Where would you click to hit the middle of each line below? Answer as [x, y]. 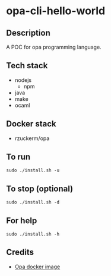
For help [22, 221]
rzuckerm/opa [32, 138]
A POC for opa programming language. [54, 47]
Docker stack [31, 124]
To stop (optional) [39, 188]
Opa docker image [37, 267]
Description [28, 33]
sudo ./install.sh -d [33, 202]
